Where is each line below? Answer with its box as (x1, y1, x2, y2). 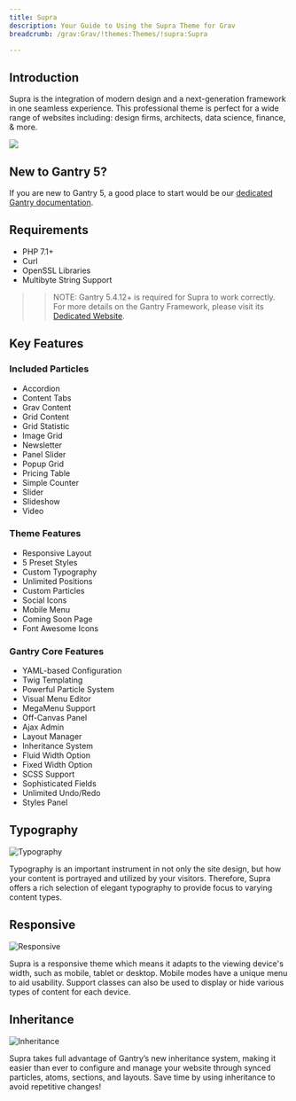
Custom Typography (21, 566, 97, 577)
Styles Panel (21, 797, 68, 808)
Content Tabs (21, 392, 72, 403)
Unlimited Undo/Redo (21, 788, 101, 799)
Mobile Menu (21, 604, 71, 614)
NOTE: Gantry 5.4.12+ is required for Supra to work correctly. (52, 292, 277, 302)
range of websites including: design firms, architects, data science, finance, (9, 113, 286, 123)
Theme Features (9, 527, 82, 540)
